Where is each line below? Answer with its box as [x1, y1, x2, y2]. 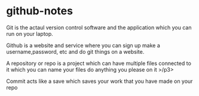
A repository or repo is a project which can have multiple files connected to [6, 60, 191, 67]
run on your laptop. [6, 30, 54, 37]
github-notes [6, 4, 74, 18]
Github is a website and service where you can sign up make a [6, 42, 160, 49]
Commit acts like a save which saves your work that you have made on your [6, 78, 193, 85]
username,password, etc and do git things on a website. [6, 48, 145, 55]
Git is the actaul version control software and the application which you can [6, 24, 192, 31]
